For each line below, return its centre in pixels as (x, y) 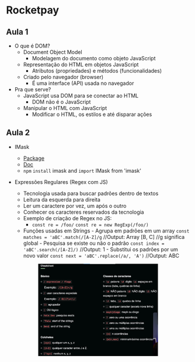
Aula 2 (18, 133)
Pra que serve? (33, 89)
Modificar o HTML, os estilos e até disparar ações (92, 114)
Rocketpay (33, 10)
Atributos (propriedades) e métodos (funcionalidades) (97, 71)
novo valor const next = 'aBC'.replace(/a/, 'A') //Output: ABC (101, 255)
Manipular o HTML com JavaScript (65, 108)
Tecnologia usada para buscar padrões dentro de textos (91, 193)
